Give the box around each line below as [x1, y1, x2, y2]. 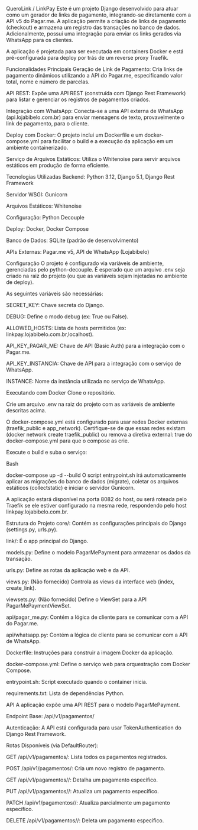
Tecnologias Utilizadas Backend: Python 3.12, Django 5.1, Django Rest [6, 173, 175, 180]
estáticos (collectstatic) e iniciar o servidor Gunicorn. [6, 485, 135, 491]
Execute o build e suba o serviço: [6, 449, 87, 456]
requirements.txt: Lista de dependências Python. [6, 690, 125, 697]
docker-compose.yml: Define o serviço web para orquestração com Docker [6, 661, 190, 667]
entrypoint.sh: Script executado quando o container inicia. [6, 679, 148, 685]
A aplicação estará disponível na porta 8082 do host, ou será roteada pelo [6, 496, 187, 502]
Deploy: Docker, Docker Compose [6, 225, 89, 232]
